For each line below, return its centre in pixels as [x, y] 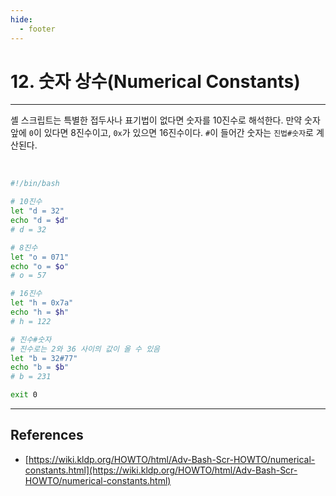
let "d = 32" [37, 211]
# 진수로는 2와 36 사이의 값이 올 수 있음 [85, 349]
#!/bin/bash [35, 184]
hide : [21, 19]
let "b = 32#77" [44, 358]
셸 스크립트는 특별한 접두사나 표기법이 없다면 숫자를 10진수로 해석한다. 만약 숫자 [165, 120]
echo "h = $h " [40, 312]
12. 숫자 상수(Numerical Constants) [155, 81]
